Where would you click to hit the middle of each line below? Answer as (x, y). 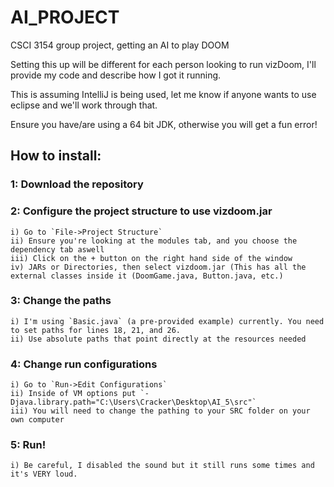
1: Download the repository (77, 184)
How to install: (56, 156)
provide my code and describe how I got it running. (116, 75)
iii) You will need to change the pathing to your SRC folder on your (160, 411)
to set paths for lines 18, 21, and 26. (96, 330)
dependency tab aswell (57, 249)
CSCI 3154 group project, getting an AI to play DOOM (120, 45)
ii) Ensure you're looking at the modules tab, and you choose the (154, 241)
